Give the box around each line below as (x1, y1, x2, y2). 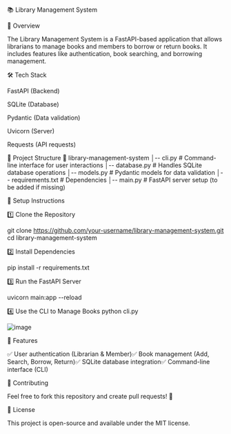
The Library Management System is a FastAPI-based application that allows (7, 35, 223, 43)
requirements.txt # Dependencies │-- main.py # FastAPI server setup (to (11, 176, 218, 184)
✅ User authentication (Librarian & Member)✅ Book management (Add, (7, 350, 210, 358)
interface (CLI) (7, 366, 48, 373)
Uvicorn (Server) (7, 127, 55, 135)
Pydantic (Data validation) (7, 113, 81, 122)
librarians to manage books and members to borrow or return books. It (7, 42, 208, 50)
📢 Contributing (7, 379, 49, 387)
